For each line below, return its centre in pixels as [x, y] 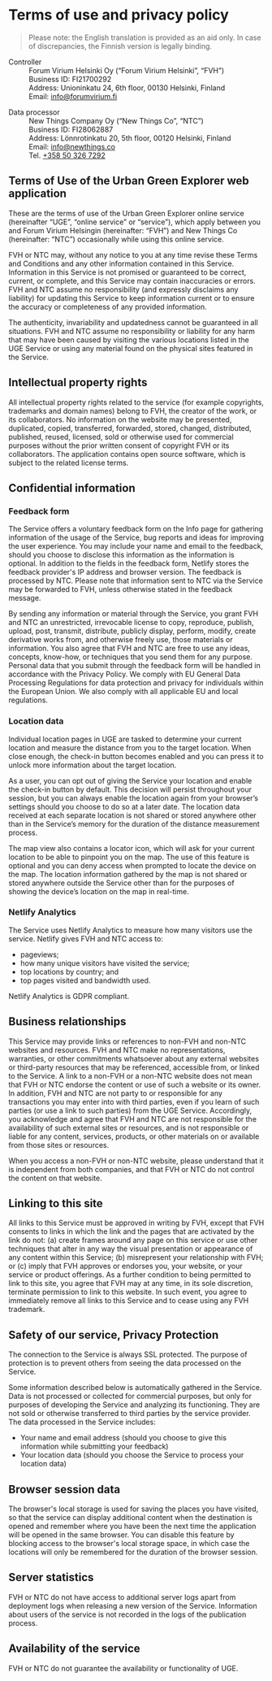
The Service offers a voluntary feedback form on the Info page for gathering [136, 529]
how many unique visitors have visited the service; [105, 963]
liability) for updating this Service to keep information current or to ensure [132, 298]
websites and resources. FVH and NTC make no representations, [117, 1049]
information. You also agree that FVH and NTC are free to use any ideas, [129, 649]
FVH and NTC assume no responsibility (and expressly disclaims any [123, 289]
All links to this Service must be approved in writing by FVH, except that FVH [136, 1223]
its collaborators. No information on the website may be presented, [120, 419]
